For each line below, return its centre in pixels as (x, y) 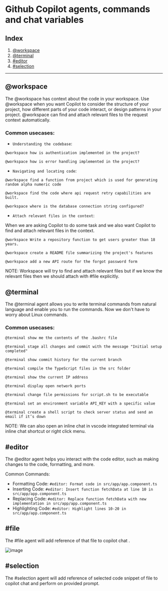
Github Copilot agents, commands (78, 9)
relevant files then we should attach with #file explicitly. (62, 276)
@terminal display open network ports (45, 386)
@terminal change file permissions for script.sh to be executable (77, 395)
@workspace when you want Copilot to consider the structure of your (77, 104)
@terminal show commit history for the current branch (63, 360)
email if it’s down (25, 417)
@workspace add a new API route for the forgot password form (71, 262)
